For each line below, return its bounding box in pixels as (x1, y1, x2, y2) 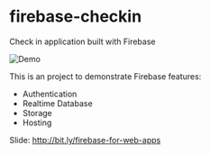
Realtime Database (22, 97, 93, 109)
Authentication (22, 88, 78, 99)
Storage (22, 107, 52, 118)
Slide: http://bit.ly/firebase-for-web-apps (9, 134, 161, 145)
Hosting (22, 117, 52, 128)
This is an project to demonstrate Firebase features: (9, 70, 202, 82)
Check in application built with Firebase (9, 36, 156, 47)
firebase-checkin (9, 6, 142, 27)
